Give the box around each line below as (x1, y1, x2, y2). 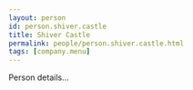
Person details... (8, 72, 69, 83)
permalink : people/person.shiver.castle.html (8, 38, 184, 48)
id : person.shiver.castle (8, 22, 107, 31)
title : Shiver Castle (8, 30, 91, 39)
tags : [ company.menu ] (8, 47, 91, 56)
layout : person (8, 13, 66, 23)
